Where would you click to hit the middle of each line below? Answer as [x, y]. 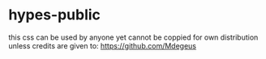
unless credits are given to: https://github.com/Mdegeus [103, 45]
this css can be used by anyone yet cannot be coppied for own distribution [133, 37]
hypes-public [55, 15]
